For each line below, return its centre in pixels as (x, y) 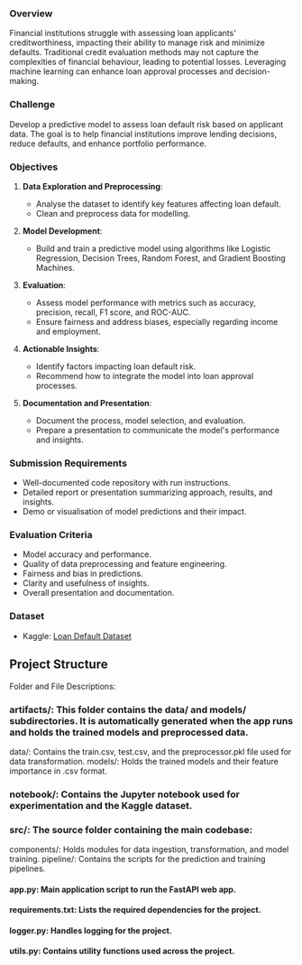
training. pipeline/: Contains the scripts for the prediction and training (137, 859)
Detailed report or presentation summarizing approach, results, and (147, 492)
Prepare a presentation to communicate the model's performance (157, 430)
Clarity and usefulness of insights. (86, 583)
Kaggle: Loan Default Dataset (77, 636)
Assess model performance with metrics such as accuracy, (146, 302)
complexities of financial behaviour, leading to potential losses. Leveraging (148, 62)
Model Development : (62, 231)
